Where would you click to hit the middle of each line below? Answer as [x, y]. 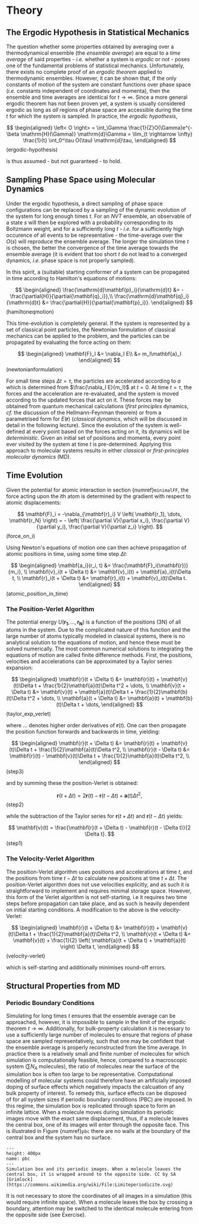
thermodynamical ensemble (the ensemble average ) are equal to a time [93, 53]
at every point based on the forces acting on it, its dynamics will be [108, 431]
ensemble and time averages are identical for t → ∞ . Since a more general [97, 97]
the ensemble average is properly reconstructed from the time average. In [96, 1047]
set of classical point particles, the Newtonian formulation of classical [91, 329]
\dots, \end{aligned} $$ [114, 704]
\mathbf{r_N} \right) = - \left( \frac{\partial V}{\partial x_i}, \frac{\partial [96, 520]
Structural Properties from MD [63, 986]
